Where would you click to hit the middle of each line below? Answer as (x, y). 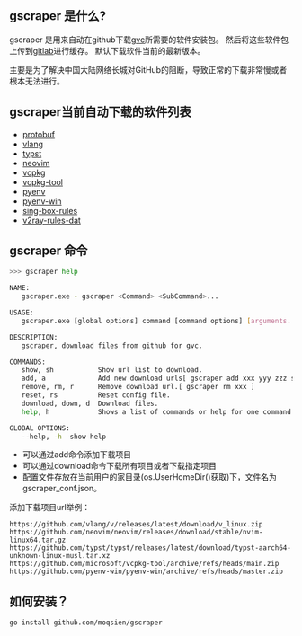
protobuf (39, 134)
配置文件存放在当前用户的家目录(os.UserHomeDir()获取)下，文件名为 (149, 477)
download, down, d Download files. (90, 403)
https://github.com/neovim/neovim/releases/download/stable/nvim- (136, 533)
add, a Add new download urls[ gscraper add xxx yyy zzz (154, 379)
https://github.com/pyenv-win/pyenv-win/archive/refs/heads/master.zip (146, 572)
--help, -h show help (63, 437)
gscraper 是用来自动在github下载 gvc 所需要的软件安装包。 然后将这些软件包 (149, 40)
